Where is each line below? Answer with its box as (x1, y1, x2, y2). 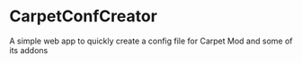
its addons (9, 44, 49, 55)
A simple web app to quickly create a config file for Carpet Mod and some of (9, 35, 293, 46)
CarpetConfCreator (9, 6, 157, 27)
